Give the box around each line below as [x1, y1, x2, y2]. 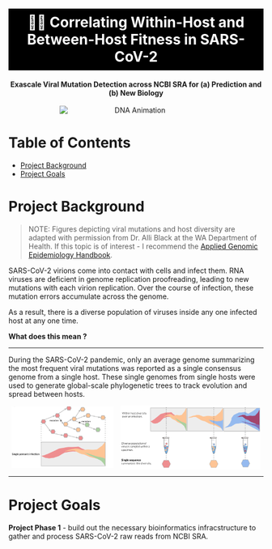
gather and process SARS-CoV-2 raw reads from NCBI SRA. [8, 531, 209, 542]
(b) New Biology [108, 87, 164, 97]
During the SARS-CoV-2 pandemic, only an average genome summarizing [8, 355, 255, 364]
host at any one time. [8, 316, 79, 326]
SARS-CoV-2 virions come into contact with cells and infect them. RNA [8, 266, 244, 275]
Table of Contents [8, 134, 131, 152]
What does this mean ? [8, 331, 87, 341]
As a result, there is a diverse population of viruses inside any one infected [8, 307, 257, 317]
